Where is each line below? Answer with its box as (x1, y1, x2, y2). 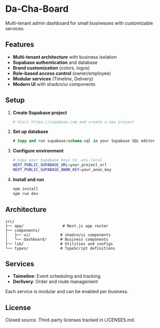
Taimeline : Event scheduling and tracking (12, 273, 101, 279)
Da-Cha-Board (5, 3, 69, 15)
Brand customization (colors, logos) (12, 64, 90, 71)
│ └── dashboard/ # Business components (5, 236, 109, 242)
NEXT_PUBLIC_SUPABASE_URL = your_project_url (12, 162, 107, 168)
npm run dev (12, 191, 38, 196)
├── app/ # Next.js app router (5, 223, 109, 228)
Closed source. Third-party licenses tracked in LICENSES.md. (5, 317, 135, 323)
